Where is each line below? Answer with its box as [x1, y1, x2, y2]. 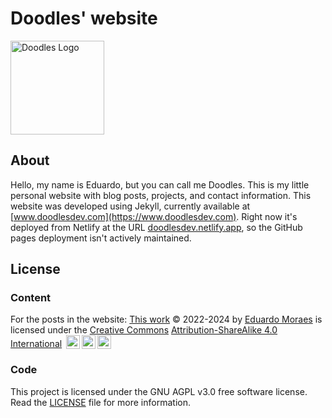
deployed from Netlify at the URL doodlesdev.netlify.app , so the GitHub [10, 221, 303, 233]
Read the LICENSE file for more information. [10, 396, 191, 408]
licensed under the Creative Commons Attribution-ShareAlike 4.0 [10, 324, 278, 336]
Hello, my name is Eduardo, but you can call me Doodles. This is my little [10, 178, 310, 191]
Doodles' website [10, 7, 158, 30]
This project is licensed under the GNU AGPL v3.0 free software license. [10, 385, 308, 397]
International [10, 338, 63, 350]
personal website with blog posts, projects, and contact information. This [10, 189, 312, 201]
